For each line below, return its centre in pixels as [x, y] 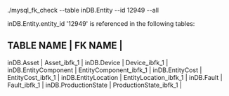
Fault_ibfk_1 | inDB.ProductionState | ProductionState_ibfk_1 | [95, 85]
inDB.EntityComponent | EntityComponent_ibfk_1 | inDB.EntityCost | [105, 70]
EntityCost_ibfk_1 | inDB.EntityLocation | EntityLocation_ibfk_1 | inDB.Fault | [115, 77]
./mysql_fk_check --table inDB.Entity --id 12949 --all [83, 10]
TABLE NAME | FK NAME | [65, 46]
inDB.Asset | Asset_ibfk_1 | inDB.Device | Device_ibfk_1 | [88, 62]
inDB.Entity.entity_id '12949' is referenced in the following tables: [101, 23]
